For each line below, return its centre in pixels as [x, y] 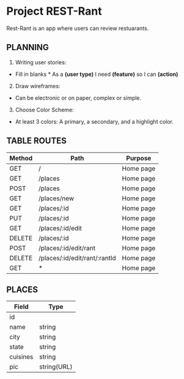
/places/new [57, 198]
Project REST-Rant [54, 11]
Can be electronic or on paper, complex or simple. [78, 98]
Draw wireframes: [38, 86]
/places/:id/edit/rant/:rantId [77, 258]
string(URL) [56, 367]
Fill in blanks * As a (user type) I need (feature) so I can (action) [97, 74]
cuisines [21, 357]
